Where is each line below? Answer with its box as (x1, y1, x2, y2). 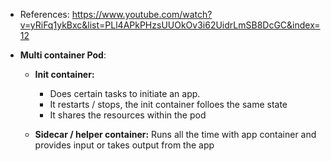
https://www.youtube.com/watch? (71, 9, 213, 20)
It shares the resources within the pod (49, 109, 207, 121)
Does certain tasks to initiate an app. (49, 88, 201, 99)
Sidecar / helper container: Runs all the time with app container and (34, 129, 317, 140)
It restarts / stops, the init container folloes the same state (49, 99, 288, 110)
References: (19, 9, 70, 20)
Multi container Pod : (19, 49, 107, 61)
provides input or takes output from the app (34, 139, 215, 151)
